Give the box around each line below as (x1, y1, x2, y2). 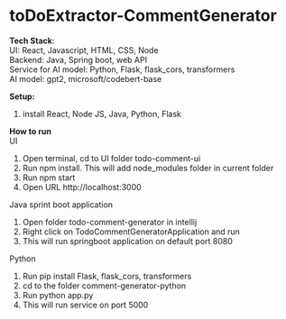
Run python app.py (22, 289, 94, 300)
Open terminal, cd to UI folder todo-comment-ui (22, 152, 201, 163)
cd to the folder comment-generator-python (22, 280, 187, 291)
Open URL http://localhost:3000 (22, 181, 142, 192)
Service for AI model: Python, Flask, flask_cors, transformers (9, 64, 235, 75)
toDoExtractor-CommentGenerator (9, 5, 277, 26)
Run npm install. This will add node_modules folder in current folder (22, 162, 274, 173)
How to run (9, 125, 52, 136)
